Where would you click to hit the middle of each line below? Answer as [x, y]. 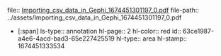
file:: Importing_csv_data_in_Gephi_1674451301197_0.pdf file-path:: [103, 10]
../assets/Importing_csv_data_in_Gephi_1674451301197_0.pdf [95, 17]
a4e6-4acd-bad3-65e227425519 [66, 38]
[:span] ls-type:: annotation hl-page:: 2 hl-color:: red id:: [99, 31]
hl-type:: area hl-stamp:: [152, 38]
